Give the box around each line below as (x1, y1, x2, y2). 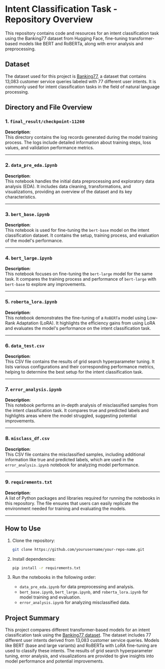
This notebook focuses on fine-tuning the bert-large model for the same (5, 271, 153, 277)
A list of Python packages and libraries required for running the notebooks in (5, 495, 160, 501)
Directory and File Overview (5, 103, 92, 112)
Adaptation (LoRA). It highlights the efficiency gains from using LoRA (16, 320, 156, 326)
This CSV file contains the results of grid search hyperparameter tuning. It (5, 358, 155, 364)
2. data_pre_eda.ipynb (5, 161, 57, 168)
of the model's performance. (5, 238, 63, 244)
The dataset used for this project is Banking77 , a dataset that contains (5, 73, 146, 79)
